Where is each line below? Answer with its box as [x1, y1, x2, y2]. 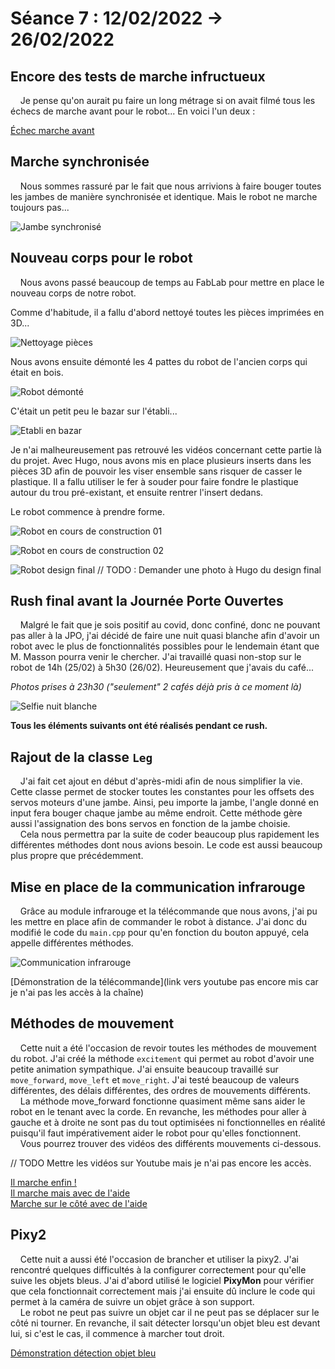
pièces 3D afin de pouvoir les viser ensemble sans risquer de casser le [10, 465, 303, 477]
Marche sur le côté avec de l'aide [10, 1197, 148, 1209]
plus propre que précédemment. [10, 850, 144, 862]
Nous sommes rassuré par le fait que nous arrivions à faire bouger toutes [19, 180, 322, 192]
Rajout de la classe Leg [10, 748, 153, 766]
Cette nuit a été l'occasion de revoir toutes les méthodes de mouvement [19, 1042, 317, 1054]
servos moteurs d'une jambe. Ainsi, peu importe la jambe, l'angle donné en [10, 797, 320, 809]
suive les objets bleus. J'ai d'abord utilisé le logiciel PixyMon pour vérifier [10, 1274, 315, 1286]
